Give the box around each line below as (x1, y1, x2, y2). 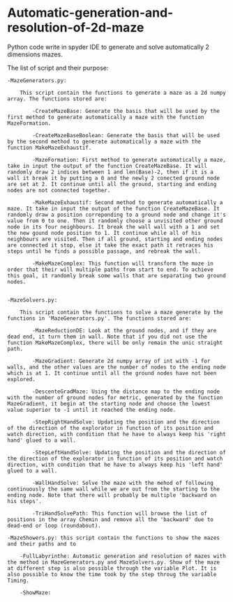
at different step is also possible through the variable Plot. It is (7, 564, 217, 572)
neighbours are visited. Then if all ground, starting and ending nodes (7, 236, 223, 242)
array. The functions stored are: (7, 95, 108, 102)
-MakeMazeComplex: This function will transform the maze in (32, 260, 214, 267)
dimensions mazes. (7, 50, 63, 59)
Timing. (7, 577, 30, 584)
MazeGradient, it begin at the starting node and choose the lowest (7, 400, 211, 407)
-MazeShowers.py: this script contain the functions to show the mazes (7, 534, 220, 541)
